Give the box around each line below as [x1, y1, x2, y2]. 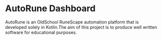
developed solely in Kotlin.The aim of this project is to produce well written [5, 24, 158, 30]
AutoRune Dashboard [5, 3, 96, 14]
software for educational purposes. [5, 29, 77, 35]
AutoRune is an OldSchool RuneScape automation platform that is [5, 19, 139, 25]
